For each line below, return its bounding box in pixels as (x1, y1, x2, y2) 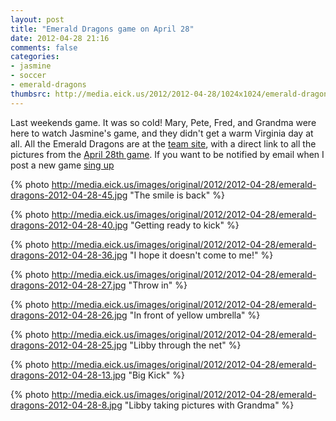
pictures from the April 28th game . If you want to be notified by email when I (10, 148, 325, 160)
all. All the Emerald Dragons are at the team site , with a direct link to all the (10, 137, 317, 150)
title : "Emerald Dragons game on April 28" (10, 24, 195, 34)
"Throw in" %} (128, 279, 188, 291)
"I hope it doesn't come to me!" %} (129, 249, 274, 261)
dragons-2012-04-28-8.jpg (10, 399, 123, 411)
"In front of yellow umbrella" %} (129, 309, 261, 321)
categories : (10, 52, 60, 62)
